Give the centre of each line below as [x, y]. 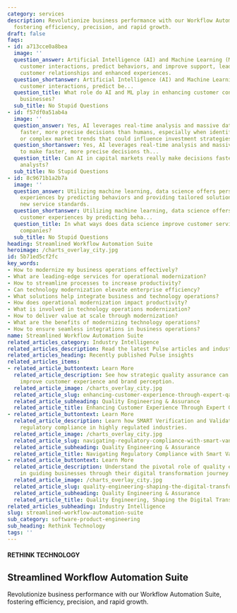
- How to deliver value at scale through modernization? [93, 316]
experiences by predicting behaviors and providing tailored [111, 198]
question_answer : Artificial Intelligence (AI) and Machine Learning [118, 60]
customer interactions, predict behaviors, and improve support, [118, 66]
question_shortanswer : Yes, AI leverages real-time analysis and [112, 145]
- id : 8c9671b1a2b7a [38, 178]
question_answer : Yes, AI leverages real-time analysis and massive [116, 125]
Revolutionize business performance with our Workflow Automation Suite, [115, 595]
